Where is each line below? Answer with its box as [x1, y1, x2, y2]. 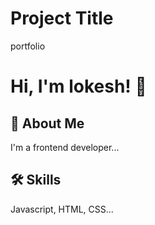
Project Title [10, 7, 114, 30]
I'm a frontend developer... [10, 141, 120, 153]
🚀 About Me [10, 115, 85, 132]
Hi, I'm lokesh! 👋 [10, 75, 147, 98]
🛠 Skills [10, 172, 62, 189]
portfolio [10, 40, 46, 52]
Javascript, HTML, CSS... [10, 203, 114, 215]
